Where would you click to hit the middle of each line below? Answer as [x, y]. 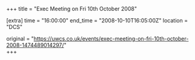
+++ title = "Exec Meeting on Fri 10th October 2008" [72, 9]
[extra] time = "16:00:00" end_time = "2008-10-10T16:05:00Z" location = [97, 20]
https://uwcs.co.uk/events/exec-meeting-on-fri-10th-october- [111, 38]
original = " [20, 38]
